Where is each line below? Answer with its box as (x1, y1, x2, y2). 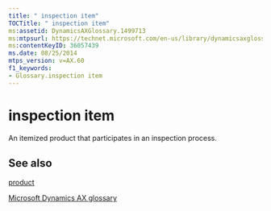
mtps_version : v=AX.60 (8, 57, 85, 65)
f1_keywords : (8, 64, 52, 72)
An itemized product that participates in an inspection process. (8, 133, 218, 143)
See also (8, 156, 52, 170)
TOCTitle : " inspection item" (8, 19, 110, 27)
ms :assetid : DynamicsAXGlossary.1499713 (8, 27, 147, 35)
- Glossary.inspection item (8, 72, 103, 80)
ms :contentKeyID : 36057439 (8, 42, 99, 50)
